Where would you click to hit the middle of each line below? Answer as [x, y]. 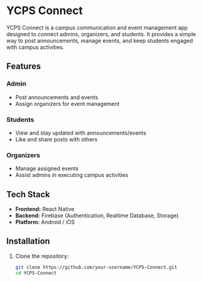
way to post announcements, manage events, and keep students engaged [100, 40]
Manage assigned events [47, 168]
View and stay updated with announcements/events [81, 133]
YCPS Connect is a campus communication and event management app [97, 28]
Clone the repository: [42, 256]
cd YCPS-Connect [36, 273]
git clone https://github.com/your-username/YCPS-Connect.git [96, 267]
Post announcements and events [57, 97]
